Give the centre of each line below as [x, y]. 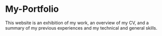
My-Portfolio [32, 9]
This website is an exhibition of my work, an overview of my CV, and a [77, 23]
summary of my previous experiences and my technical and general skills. [81, 28]
